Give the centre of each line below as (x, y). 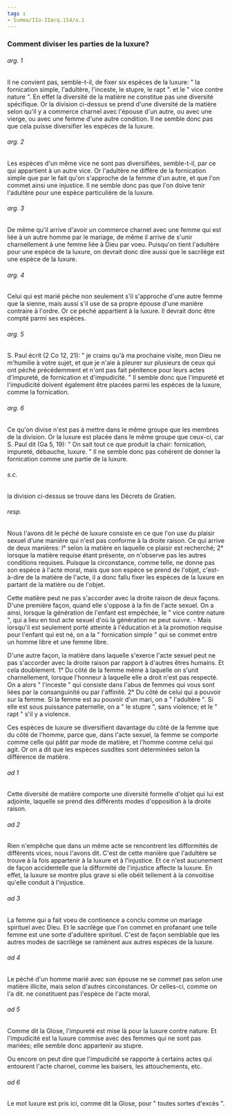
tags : (17, 13)
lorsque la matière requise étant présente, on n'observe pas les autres (107, 555)
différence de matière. (39, 757)
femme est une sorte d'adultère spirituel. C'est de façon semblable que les (113, 934)
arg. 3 (16, 209)
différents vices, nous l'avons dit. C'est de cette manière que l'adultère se (112, 853)
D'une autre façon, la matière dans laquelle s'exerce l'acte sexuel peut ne (112, 655)
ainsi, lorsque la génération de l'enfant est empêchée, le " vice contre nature (116, 613)
